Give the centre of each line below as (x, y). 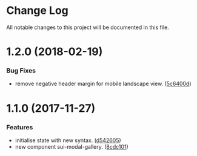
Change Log (37, 11)
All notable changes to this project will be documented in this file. (88, 27)
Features (20, 127)
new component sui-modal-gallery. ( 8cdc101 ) (72, 146)
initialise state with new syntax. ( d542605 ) (68, 140)
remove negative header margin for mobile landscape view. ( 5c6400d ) (103, 84)
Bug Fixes (21, 71)
